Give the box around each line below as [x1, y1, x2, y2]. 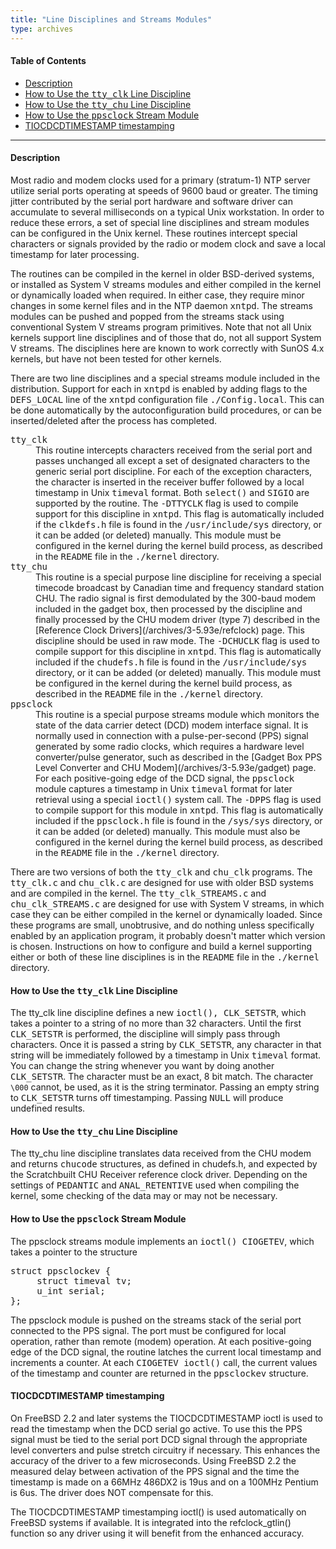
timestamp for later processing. [10, 248, 140, 260]
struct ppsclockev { [10, 1265, 112, 1276]
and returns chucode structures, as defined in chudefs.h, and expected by [10, 1158, 318, 1170]
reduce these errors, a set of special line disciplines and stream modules [10, 216, 310, 228]
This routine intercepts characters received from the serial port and [35, 444, 313, 456]
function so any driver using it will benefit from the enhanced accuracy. [10, 1527, 305, 1539]
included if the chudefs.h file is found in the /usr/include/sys [35, 656, 308, 668]
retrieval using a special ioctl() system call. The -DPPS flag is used [35, 793, 322, 805]
